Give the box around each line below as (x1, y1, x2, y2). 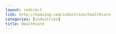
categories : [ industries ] (5, 16, 60, 21)
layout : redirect (5, 7, 42, 12)
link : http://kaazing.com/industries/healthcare (5, 12, 111, 17)
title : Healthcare (5, 21, 44, 26)
